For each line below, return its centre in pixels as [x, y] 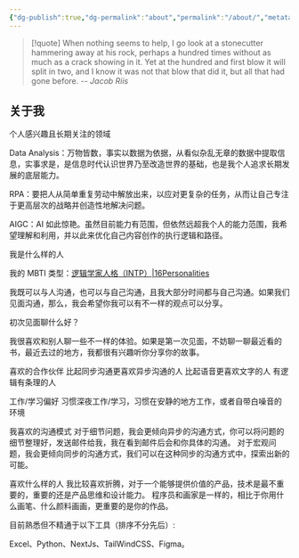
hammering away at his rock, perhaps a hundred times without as [151, 52]
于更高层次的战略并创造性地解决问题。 [79, 205]
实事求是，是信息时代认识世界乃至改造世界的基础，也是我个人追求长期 [153, 164]
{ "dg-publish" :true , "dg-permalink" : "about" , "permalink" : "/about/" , [137, 17]
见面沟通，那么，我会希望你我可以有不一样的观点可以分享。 [118, 303]
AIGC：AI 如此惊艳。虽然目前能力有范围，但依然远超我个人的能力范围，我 [145, 225]
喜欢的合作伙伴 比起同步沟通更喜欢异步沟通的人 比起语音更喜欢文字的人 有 [145, 372]
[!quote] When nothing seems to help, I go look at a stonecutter [147, 43]
